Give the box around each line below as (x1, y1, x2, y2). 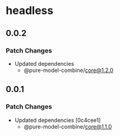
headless (6, 4, 53, 18)
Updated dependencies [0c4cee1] (14, 116, 101, 124)
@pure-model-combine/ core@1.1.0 (23, 123, 112, 130)
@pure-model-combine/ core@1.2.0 (23, 66, 114, 74)
